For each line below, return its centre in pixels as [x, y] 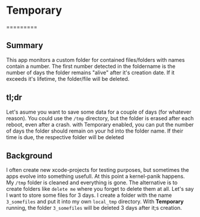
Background [29, 155]
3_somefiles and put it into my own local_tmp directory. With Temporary [95, 202]
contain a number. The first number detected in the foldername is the [91, 66]
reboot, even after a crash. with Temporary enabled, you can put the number [100, 124]
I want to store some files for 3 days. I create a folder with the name [89, 195]
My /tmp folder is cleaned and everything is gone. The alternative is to [92, 183]
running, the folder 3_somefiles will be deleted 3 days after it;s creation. [94, 208]
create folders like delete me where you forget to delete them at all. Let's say [100, 189]
